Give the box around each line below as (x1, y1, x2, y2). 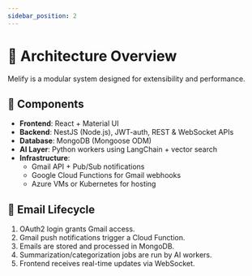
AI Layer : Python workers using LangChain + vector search (19, 144, 218, 154)
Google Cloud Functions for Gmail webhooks (31, 170, 182, 180)
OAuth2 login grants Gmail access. (19, 224, 135, 234)
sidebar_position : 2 (7, 11, 78, 20)
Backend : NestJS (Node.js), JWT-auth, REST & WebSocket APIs (19, 127, 234, 137)
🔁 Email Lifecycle (7, 202, 95, 216)
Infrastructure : (19, 153, 70, 163)
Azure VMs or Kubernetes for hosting (31, 179, 156, 189)
